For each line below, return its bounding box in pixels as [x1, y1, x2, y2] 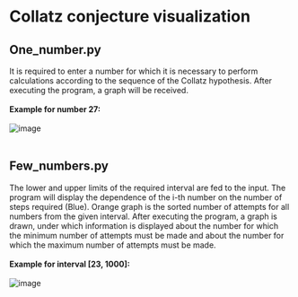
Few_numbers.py [9, 159, 110, 174]
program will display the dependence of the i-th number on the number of [9, 191, 283, 203]
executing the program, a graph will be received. [9, 85, 188, 95]
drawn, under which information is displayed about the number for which [9, 220, 279, 231]
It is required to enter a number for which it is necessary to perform [9, 66, 259, 76]
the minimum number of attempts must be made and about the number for [9, 230, 285, 240]
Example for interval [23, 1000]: [9, 258, 130, 269]
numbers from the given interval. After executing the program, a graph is [9, 211, 278, 222]
